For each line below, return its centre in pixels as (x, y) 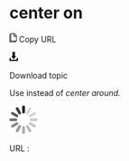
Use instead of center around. (65, 92)
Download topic (39, 75)
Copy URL (37, 39)
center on (46, 13)
